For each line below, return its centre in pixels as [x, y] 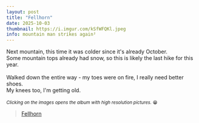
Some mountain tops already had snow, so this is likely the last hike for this [100, 58]
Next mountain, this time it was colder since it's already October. [87, 52]
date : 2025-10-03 [28, 23]
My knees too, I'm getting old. [43, 90]
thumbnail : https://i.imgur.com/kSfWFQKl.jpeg [66, 29]
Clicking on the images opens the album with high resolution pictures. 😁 [82, 103]
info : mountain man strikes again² [51, 35]
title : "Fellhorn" [29, 18]
